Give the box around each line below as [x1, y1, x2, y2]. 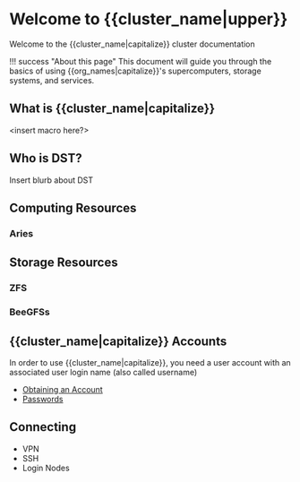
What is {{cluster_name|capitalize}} [9, 101, 216, 116]
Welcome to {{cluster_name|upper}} [9, 9, 288, 30]
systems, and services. [9, 74, 95, 85]
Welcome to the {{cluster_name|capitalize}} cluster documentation [9, 39, 255, 49]
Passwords [21, 393, 64, 404]
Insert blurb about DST [9, 175, 94, 185]
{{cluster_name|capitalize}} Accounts [9, 333, 227, 349]
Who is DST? [9, 151, 82, 166]
